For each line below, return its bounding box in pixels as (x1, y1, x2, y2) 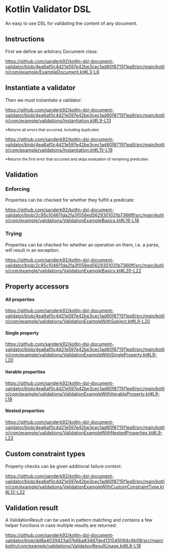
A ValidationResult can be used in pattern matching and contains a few (5, 517, 153, 523)
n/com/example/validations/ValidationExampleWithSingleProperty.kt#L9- (5, 352, 157, 358)
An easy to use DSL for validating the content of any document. (5, 20, 138, 26)
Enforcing (5, 186, 30, 193)
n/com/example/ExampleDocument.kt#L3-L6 (5, 69, 100, 75)
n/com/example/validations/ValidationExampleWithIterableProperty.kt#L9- (5, 391, 160, 397)
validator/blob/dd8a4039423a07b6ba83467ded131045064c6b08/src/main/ (5, 537, 163, 544)
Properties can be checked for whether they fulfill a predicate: (5, 197, 135, 203)
